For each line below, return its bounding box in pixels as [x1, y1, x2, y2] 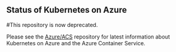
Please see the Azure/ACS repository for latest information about [6, 33, 170, 40]
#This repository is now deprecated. [6, 21, 98, 28]
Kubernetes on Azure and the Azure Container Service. [6, 39, 146, 46]
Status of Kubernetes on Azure [6, 5, 127, 15]
